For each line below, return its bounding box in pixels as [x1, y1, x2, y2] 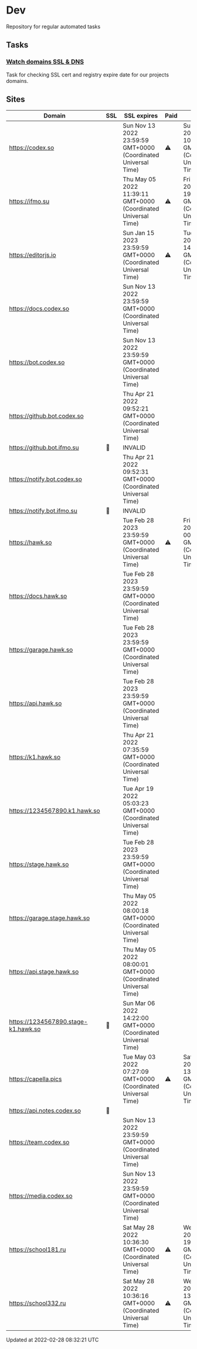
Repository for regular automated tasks [6, 23, 101, 30]
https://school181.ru [9, 1246, 66, 1254]
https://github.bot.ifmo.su [9, 443, 79, 452]
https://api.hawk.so [9, 699, 62, 707]
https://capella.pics [9, 1075, 62, 1083]
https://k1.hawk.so [9, 753, 61, 762]
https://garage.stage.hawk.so [9, 914, 90, 922]
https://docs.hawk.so [9, 592, 67, 600]
